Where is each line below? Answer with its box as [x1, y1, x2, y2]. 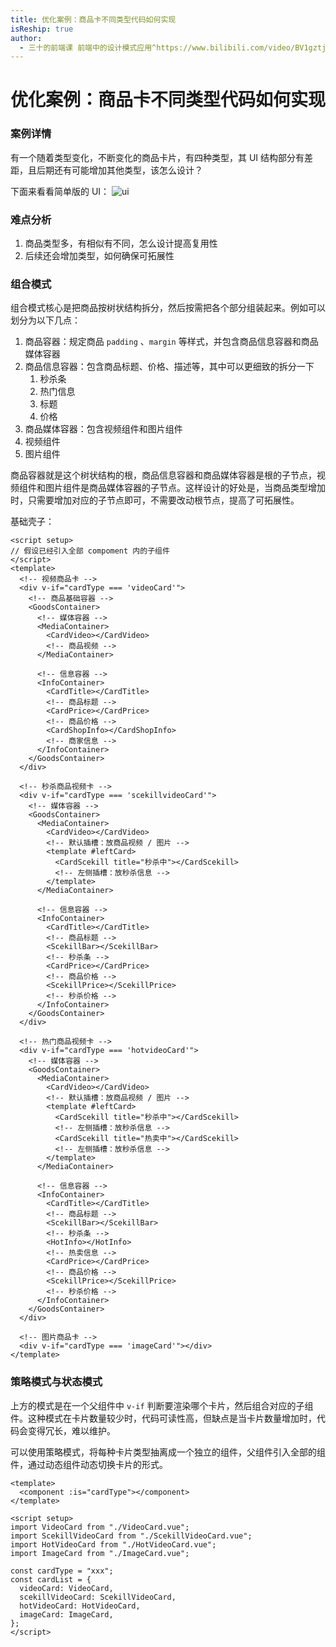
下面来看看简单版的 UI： [10, 185, 110, 197]
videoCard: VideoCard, [19, 1583, 114, 1593]
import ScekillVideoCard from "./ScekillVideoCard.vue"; [10, 1531, 253, 1541]
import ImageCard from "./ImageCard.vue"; [10, 1548, 190, 1558]
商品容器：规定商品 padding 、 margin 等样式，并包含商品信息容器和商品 [24, 336, 319, 348]
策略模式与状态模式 [10, 1375, 103, 1389]
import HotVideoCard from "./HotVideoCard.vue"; [10, 1539, 217, 1550]
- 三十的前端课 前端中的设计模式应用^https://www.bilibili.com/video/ [19, 42, 296, 53]
